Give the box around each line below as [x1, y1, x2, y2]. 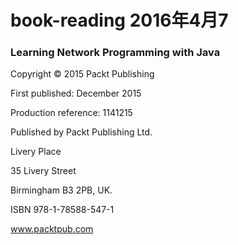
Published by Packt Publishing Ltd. [10, 126, 153, 138]
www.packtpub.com [10, 223, 94, 235]
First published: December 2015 [10, 87, 142, 100]
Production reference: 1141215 [10, 107, 133, 119]
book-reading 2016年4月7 [10, 9, 229, 32]
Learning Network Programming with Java [10, 46, 221, 60]
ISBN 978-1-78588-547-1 [10, 204, 115, 216]
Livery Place [10, 146, 62, 158]
